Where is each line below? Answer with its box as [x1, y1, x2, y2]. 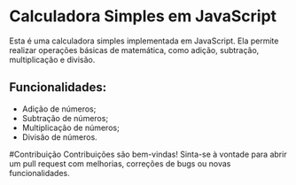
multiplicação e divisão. [9, 54, 96, 65]
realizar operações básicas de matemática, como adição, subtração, [9, 44, 260, 55]
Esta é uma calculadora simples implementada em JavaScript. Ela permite [9, 35, 279, 46]
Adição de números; [21, 104, 97, 114]
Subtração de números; [21, 112, 109, 123]
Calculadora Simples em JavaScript [9, 6, 277, 27]
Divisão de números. [21, 131, 97, 143]
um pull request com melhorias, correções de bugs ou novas [9, 158, 231, 169]
